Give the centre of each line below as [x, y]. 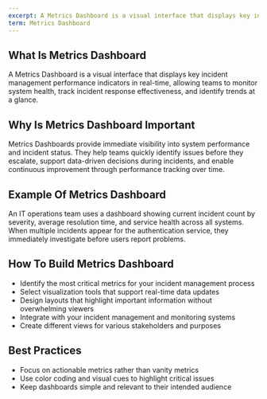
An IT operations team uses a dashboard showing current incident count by [132, 213]
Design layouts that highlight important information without [116, 300]
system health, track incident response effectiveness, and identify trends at [132, 92]
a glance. [23, 100]
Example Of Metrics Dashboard [87, 195]
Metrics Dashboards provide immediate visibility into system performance [129, 144]
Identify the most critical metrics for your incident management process [137, 283]
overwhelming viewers [56, 308]
